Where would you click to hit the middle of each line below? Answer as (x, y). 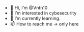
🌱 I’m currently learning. (35, 18)
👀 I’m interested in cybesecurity (43, 13)
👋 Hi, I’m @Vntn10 (29, 8)
